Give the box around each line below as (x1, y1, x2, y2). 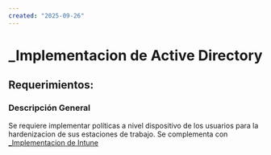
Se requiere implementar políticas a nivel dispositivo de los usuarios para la (8, 120, 259, 130)
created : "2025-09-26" (8, 11, 85, 20)
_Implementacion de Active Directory (8, 46, 263, 64)
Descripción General (8, 102, 91, 113)
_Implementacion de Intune (8, 137, 99, 147)
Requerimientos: (8, 78, 94, 92)
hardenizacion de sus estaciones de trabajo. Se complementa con (8, 129, 228, 139)
